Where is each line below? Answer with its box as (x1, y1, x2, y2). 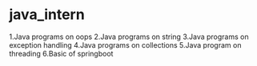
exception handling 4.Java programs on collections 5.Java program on (9, 40, 242, 49)
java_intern (9, 6, 85, 24)
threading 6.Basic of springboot (9, 49, 114, 58)
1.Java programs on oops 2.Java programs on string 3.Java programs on (9, 32, 249, 41)
